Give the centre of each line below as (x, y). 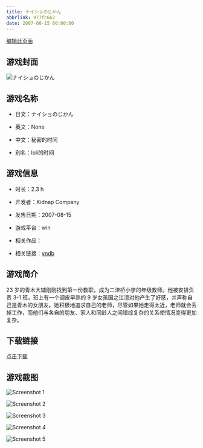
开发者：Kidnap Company (47, 202)
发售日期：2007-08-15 (43, 214)
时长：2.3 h (29, 189)
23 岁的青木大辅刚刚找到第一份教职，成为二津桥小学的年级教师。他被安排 (98, 290)
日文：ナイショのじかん (44, 114)
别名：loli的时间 (34, 152)
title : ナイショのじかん (34, 12)
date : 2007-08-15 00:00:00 (40, 23)
